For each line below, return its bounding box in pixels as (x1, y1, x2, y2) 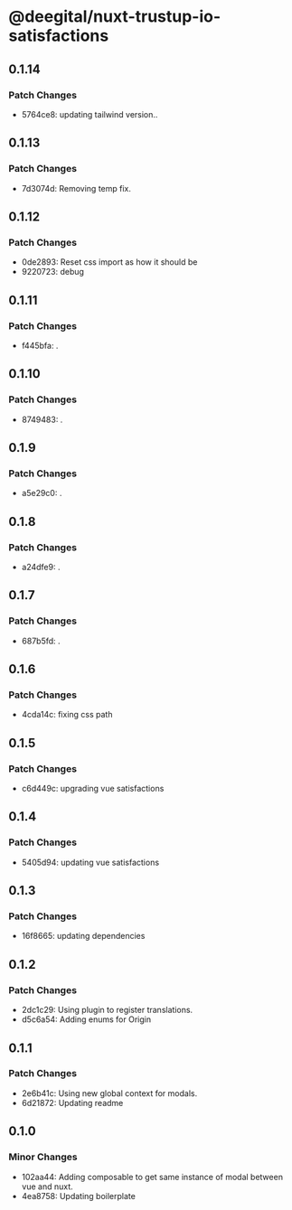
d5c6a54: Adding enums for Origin (21, 1014, 151, 1025)
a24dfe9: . (21, 562, 61, 572)
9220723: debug (21, 267, 85, 277)
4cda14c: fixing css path (21, 709, 113, 720)
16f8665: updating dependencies (21, 931, 146, 942)
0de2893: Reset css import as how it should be (21, 257, 198, 267)
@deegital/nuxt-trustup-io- (8, 6, 221, 27)
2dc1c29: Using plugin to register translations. (21, 1005, 193, 1016)
